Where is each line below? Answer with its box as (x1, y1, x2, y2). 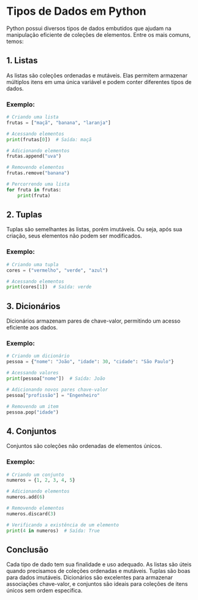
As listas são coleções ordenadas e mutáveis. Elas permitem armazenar (6, 72, 188, 79)
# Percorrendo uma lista (6, 181, 70, 188)
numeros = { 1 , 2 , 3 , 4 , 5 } (6, 477, 75, 483)
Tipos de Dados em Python (6, 4, 147, 18)
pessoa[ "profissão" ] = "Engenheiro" (6, 392, 100, 398)
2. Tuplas (6, 210, 42, 220)
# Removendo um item (6, 403, 59, 409)
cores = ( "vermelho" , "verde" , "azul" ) (6, 267, 109, 274)
